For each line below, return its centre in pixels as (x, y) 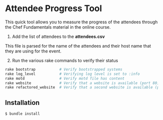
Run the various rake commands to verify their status (65, 60)
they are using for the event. (33, 51)
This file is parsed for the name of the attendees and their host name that (78, 46)
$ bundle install (23, 114)
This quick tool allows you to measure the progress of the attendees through (81, 22)
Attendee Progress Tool (54, 9)
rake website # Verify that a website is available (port (78, 83)
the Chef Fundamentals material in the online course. (58, 27)
